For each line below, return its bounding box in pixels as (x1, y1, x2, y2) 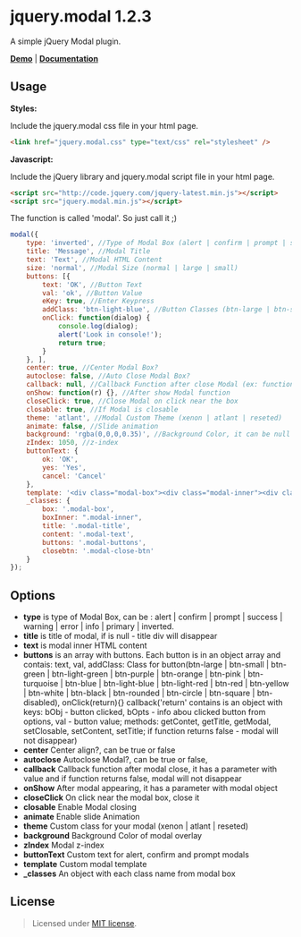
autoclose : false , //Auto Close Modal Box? (26, 371, 191, 381)
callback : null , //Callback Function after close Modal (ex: (26, 380, 258, 389)
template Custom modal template (22, 859, 147, 870)
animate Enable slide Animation (22, 812, 141, 822)
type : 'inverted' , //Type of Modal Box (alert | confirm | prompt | (26, 239, 287, 248)
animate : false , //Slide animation (26, 422, 159, 430)
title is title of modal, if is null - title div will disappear (22, 631, 218, 642)
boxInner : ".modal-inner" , (42, 513, 143, 523)
